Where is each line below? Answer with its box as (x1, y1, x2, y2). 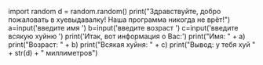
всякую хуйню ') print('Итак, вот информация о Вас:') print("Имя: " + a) (8, 31, 246, 41)
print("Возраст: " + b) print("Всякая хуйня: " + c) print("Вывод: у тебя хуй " (8, 40, 256, 49)
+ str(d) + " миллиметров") (8, 49, 98, 57)
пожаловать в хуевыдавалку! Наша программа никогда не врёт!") (8, 15, 231, 24)
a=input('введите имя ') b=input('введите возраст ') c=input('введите (8, 23, 239, 32)
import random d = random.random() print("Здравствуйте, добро (8, 7, 221, 16)
